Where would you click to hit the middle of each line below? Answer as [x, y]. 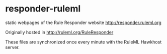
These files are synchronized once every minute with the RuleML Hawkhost [83, 42]
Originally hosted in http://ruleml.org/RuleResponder [59, 32]
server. [13, 47]
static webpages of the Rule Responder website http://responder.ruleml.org [83, 22]
